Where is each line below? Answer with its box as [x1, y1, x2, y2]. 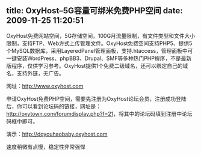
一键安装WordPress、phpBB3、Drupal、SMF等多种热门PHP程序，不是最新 [6, 55, 192, 62]
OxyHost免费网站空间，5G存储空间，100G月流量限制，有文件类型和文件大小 [6, 32, 196, 39]
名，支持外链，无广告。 [6, 70, 64, 77]
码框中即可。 [6, 118, 38, 125]
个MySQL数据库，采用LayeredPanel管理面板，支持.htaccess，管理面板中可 [6, 47, 193, 54]
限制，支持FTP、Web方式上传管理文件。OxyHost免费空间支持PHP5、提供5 [6, 40, 193, 47]
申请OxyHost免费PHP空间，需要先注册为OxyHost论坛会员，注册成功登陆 [6, 95, 187, 102]
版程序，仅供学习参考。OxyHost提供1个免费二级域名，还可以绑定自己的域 [6, 62, 188, 69]
